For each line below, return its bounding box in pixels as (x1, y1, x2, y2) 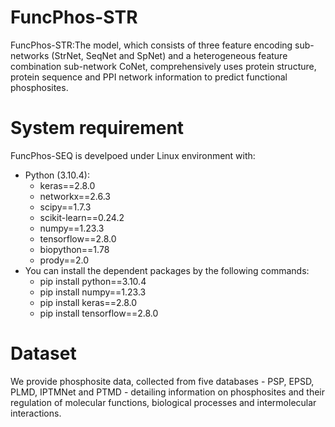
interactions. (10, 407, 62, 419)
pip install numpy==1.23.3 (39, 286, 147, 298)
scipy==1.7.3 (39, 201, 92, 213)
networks (10, 49, 50, 61)
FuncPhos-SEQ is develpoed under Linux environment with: (10, 149, 256, 161)
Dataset (10, 342, 77, 365)
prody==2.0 (39, 254, 90, 266)
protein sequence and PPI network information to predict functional (10, 71, 288, 83)
